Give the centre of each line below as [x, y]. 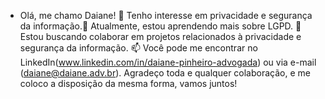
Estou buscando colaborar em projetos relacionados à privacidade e [160, 36]
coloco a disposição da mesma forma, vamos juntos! [128, 83]
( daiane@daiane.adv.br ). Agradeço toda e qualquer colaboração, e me [165, 73]
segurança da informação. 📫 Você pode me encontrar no [138, 48]
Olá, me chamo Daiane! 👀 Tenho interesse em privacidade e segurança [166, 15]
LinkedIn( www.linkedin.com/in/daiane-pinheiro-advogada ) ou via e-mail [168, 62]
